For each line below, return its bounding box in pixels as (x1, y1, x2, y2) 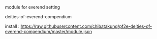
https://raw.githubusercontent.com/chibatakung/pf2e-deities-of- (20, 23, 152, 29)
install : (5, 23, 20, 29)
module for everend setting (5, 4, 60, 10)
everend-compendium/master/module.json (5, 29, 92, 34)
